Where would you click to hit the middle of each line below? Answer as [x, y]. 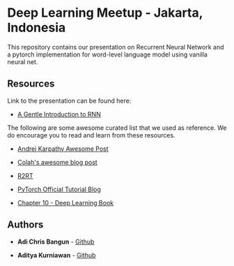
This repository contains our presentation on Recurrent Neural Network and [116, 47]
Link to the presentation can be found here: [69, 101]
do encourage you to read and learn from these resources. [91, 135]
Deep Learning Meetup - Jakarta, [105, 13]
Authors [25, 225]
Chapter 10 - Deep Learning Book [65, 202]
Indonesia [37, 28]
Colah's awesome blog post [57, 162]
